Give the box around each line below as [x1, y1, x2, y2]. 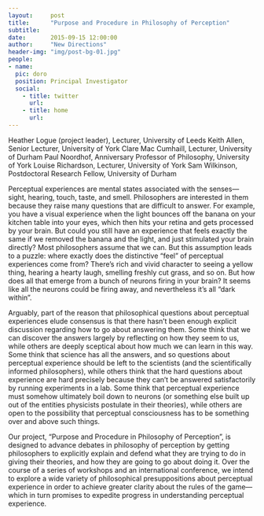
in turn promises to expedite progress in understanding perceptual [29, 490, 244, 499]
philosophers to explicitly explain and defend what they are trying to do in [8, 448, 246, 458]
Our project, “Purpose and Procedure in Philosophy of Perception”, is [8, 432, 232, 441]
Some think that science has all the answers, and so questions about [8, 349, 230, 359]
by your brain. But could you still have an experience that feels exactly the [8, 226, 247, 235]
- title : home [22, 107, 68, 115]
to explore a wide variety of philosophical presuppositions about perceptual [8, 474, 253, 483]
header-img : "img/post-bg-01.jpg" [8, 48, 122, 56]
